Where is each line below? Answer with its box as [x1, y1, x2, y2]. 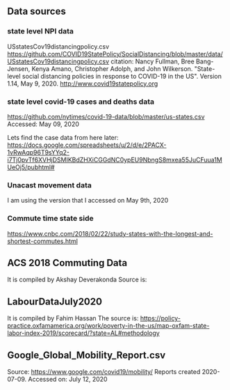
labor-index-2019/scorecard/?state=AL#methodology [7, 329, 160, 337]
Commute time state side [7, 214, 94, 224]
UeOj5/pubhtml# [7, 163, 55, 171]
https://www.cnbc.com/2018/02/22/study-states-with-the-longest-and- [7, 229, 213, 237]
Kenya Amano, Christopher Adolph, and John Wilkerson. [31, 64, 193, 72]
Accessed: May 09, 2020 [7, 120, 80, 128]
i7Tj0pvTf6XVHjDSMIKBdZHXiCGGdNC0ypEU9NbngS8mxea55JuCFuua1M [7, 155, 222, 164]
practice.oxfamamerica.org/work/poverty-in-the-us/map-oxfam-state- [7, 322, 210, 330]
